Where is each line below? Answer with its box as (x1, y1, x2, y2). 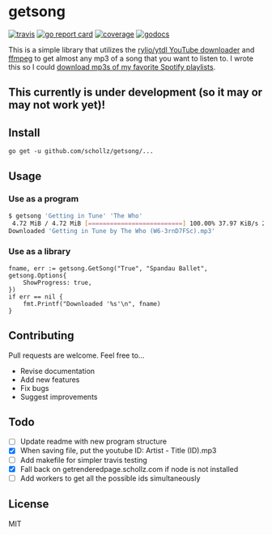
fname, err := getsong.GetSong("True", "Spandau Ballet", (8, 264, 208, 273)
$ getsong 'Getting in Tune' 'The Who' (8, 211, 143, 220)
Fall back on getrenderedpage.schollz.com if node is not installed (19, 464, 239, 473)
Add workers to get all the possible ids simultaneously (19, 473, 201, 483)
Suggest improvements (19, 392, 98, 401)
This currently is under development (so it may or (8, 86, 263, 100)
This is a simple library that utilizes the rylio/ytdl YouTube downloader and (8, 45, 255, 54)
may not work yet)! (8, 98, 106, 112)
